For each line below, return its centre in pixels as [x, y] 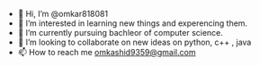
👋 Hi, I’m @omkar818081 [63, 14]
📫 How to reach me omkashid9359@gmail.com [107, 52]
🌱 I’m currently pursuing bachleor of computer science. [120, 33]
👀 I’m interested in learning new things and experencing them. [133, 23]
